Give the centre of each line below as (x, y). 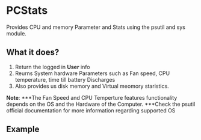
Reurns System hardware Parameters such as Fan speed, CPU (92, 73)
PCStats (27, 11)
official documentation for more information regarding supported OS (91, 110)
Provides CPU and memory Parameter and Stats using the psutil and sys (96, 27)
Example (23, 129)
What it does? (33, 53)
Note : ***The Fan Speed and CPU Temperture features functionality (92, 97)
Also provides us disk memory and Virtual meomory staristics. (92, 86)
